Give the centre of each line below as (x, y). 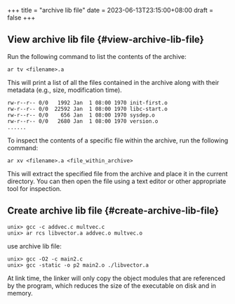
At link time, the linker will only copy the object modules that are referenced (116, 278)
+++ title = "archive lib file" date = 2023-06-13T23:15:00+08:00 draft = (110, 10)
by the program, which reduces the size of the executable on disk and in (112, 285)
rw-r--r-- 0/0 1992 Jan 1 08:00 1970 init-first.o (88, 103)
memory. (20, 293)
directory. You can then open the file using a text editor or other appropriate (117, 181)
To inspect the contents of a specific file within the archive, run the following (118, 140)
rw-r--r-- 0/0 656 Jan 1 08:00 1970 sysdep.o (81, 115)
